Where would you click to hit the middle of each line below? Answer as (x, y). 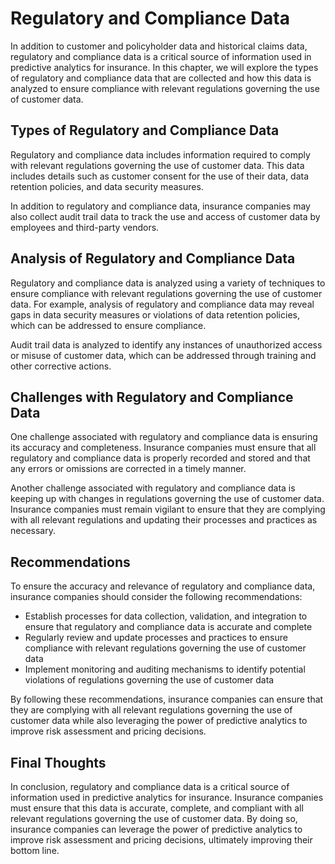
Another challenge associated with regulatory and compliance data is (153, 488)
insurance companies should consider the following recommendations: (156, 597)
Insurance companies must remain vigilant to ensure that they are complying (168, 509)
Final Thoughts (58, 762)
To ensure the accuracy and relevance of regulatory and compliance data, (163, 586)
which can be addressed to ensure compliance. (108, 325)
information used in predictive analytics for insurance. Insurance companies (167, 797)
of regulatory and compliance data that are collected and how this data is (161, 78)
